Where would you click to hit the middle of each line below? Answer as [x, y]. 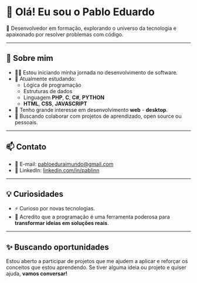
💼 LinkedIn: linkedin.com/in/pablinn [57, 170]
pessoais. [26, 122]
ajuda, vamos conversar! [37, 274]
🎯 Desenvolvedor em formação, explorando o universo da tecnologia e [91, 28]
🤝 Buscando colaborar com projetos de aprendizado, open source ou [98, 116]
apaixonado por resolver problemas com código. [65, 34]
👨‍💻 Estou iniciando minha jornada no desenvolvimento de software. [96, 72]
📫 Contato [26, 147]
